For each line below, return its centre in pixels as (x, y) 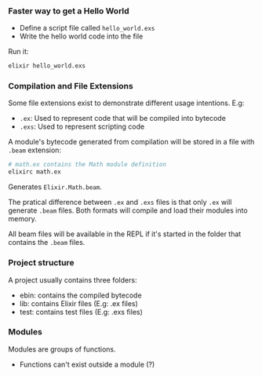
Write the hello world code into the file (81, 36)
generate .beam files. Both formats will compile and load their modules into (128, 210)
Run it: (18, 52)
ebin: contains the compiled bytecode (81, 295)
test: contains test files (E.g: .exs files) (81, 312)
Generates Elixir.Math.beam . (55, 187)
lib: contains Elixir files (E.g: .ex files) (79, 303)
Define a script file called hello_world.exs (87, 28)
